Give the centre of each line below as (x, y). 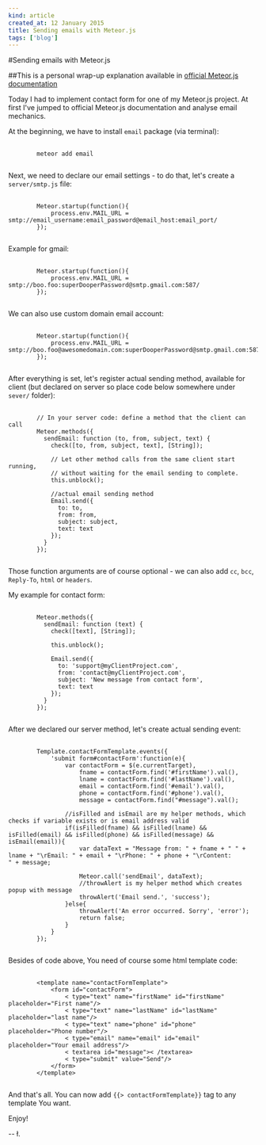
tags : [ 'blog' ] (33, 38)
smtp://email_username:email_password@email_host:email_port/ (113, 220)
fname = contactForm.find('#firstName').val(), (159, 773)
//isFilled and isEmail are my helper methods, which (155, 814)
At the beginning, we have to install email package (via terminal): (114, 132)
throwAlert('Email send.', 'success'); (145, 897)
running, (23, 467)
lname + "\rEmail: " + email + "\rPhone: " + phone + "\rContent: (120, 856)
